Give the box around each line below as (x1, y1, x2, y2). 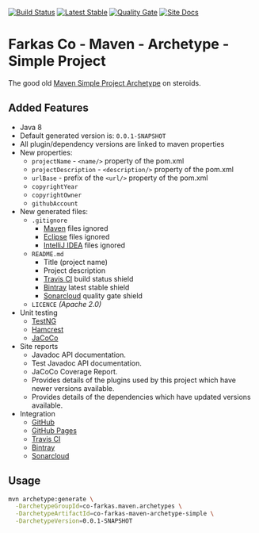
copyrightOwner (31, 191, 82, 199)
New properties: (19, 148, 73, 157)
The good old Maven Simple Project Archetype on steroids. (8, 78, 201, 87)
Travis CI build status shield (43, 274, 134, 283)
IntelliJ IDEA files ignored (43, 240, 125, 250)
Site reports (19, 341, 59, 351)
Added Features (8, 102, 90, 115)
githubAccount (31, 199, 78, 208)
